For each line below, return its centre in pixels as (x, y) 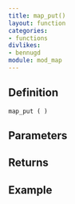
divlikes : (25, 46)
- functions (28, 38)
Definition (33, 93)
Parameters (38, 136)
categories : (28, 30)
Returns (29, 163)
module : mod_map (35, 61)
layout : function (37, 23)
